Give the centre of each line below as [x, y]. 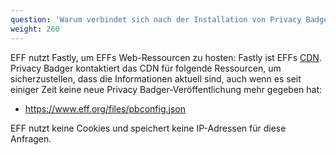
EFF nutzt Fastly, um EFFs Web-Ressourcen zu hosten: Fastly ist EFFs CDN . [166, 57]
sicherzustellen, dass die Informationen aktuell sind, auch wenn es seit [156, 78]
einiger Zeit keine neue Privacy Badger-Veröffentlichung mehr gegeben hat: [166, 89]
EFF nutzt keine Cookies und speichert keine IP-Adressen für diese [148, 128]
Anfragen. [31, 138]
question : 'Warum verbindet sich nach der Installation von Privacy [156, 19]
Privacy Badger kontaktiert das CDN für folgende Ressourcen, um [146, 68]
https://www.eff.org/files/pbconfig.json [105, 108]
